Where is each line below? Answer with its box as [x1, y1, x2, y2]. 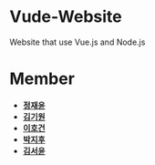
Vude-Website [9, 6, 123, 27]
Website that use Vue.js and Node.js [9, 36, 146, 47]
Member [9, 68, 76, 89]
